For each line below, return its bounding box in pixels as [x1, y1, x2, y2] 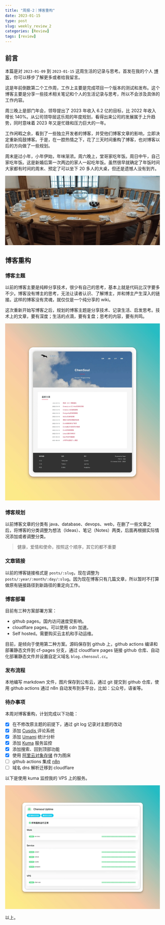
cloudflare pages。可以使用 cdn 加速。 [12, 624, 91, 630]
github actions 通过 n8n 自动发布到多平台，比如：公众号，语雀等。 [10, 685, 146, 691]
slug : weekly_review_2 [5, 24, 52, 29]
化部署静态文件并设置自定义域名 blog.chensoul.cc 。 [5, 653, 110, 659]
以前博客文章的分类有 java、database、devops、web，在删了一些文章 [5, 521, 147, 527]
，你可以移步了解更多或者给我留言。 [9, 74, 82, 80]
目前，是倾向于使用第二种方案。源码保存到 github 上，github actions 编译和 [5, 641, 158, 647]
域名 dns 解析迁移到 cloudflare [12, 765, 75, 771]
